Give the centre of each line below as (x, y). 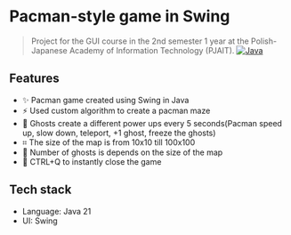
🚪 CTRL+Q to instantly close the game (92, 161)
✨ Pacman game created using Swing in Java (105, 100)
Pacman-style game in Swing (120, 16)
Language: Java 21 (57, 211)
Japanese (49, 50)
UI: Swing (40, 221)
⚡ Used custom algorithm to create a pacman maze (116, 110)
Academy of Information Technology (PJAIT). (152, 50)
